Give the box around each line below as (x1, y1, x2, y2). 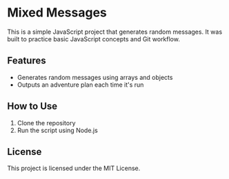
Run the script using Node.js (17, 126, 98, 134)
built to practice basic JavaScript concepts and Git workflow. (7, 34, 181, 43)
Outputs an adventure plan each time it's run (17, 81, 144, 89)
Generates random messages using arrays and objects (17, 73, 173, 81)
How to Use (7, 101, 58, 112)
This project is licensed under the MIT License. (7, 164, 141, 173)
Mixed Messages (7, 5, 107, 21)
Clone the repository (17, 118, 76, 127)
